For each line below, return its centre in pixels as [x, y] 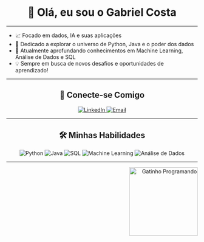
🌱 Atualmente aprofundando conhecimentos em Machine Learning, [99, 50]
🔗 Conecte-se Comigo [102, 95]
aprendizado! [32, 70]
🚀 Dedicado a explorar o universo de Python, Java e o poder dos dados [104, 44]
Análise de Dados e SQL [45, 57]
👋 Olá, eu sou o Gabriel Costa [102, 12]
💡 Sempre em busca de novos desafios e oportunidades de [89, 63]
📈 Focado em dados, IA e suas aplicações [68, 35]
